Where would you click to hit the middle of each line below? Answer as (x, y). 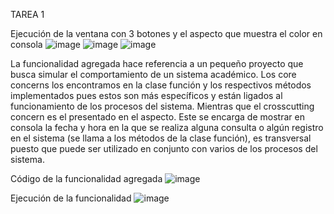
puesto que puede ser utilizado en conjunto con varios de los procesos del (164, 148)
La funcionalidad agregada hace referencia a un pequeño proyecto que (157, 63)
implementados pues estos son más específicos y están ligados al (146, 95)
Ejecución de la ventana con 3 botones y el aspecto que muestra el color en (166, 33)
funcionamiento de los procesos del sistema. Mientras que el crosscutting (162, 106)
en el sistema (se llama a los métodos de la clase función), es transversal (161, 138)
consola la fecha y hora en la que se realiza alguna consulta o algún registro (167, 127)
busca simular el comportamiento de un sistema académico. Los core (153, 74)
